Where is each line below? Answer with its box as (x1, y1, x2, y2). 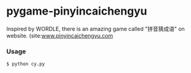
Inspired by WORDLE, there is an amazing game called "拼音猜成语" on (6, 25, 185, 32)
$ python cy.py (6, 61, 45, 68)
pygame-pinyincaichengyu (6, 4, 148, 18)
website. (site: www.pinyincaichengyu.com (6, 32, 113, 39)
